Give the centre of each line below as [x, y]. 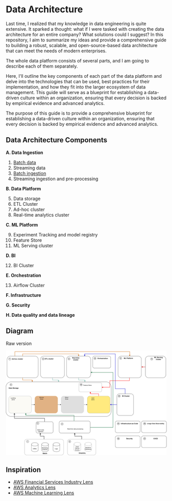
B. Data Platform [23, 188]
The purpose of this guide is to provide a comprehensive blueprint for [79, 113]
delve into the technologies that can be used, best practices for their [78, 81]
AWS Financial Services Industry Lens [53, 482]
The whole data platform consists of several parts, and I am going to [78, 60]
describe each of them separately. [42, 66]
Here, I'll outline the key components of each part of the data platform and [84, 76]
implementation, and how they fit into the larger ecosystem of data [76, 87]
